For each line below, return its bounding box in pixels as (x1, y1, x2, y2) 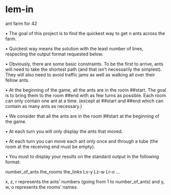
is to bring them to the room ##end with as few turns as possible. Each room (5, 92, 166, 98)
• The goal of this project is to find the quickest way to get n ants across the (5, 30, 165, 36)
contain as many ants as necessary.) (5, 103, 83, 109)
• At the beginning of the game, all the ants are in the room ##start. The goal (5, 87, 166, 93)
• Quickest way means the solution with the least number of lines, (5, 45, 144, 51)
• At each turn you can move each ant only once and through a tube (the (5, 138, 158, 144)
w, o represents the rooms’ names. (5, 184, 78, 190)
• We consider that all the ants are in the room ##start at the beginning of (5, 113, 160, 119)
